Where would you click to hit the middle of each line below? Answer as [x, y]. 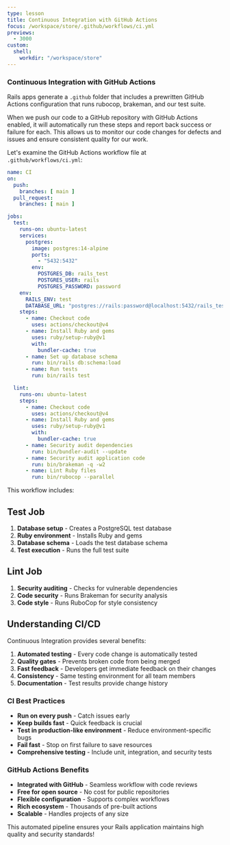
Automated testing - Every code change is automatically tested [107, 654]
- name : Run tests [51, 369]
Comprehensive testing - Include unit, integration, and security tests [114, 752]
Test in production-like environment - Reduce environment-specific [114, 730]
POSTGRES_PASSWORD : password [79, 286]
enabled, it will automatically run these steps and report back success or [110, 125]
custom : [18, 45]
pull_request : [33, 198]
